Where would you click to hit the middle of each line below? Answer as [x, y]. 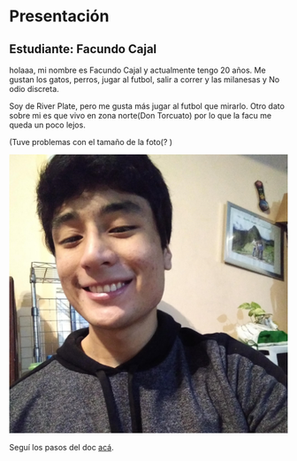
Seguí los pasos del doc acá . [62, 447]
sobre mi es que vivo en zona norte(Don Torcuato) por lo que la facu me [141, 115]
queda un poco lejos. [47, 125]
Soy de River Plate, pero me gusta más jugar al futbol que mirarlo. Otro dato [147, 106]
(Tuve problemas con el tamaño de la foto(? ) [91, 142]
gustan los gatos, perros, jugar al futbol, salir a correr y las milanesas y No [145, 80]
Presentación [59, 16]
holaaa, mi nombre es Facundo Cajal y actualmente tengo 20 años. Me [138, 70]
